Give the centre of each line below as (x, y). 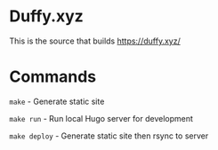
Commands (53, 77)
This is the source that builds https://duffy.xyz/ (95, 41)
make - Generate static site (57, 101)
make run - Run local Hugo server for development (101, 118)
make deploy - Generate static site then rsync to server (109, 136)
